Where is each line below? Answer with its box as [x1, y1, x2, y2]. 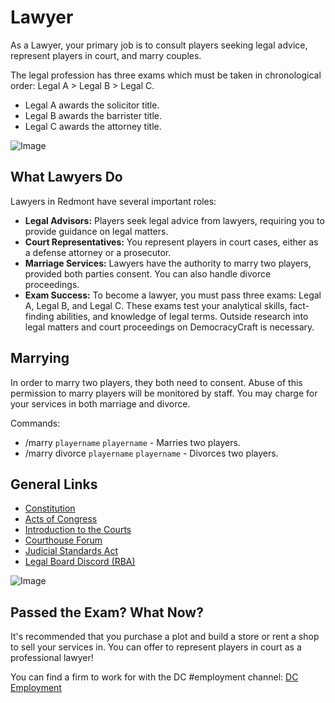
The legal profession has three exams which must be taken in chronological [10, 69, 322, 81]
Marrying [10, 350, 70, 367]
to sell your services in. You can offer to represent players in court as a [10, 641, 302, 653]
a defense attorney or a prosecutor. [24, 246, 172, 258]
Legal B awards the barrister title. [24, 109, 163, 121]
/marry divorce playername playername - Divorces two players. [24, 447, 279, 459]
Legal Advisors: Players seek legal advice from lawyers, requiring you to [24, 214, 325, 226]
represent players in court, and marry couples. [10, 49, 202, 61]
